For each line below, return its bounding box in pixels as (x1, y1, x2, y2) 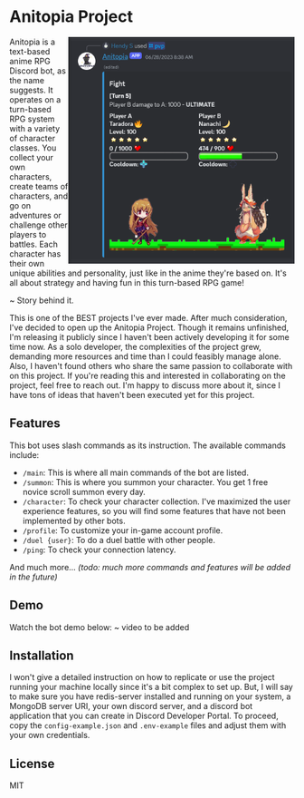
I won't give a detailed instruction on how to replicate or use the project (9, 672, 275, 683)
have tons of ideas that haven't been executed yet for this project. (9, 389, 255, 400)
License (9, 755, 55, 772)
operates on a (9, 93, 62, 105)
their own (9, 258, 45, 268)
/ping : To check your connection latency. (22, 544, 176, 555)
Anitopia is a (9, 36, 56, 47)
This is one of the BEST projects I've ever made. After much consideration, (9, 312, 288, 323)
